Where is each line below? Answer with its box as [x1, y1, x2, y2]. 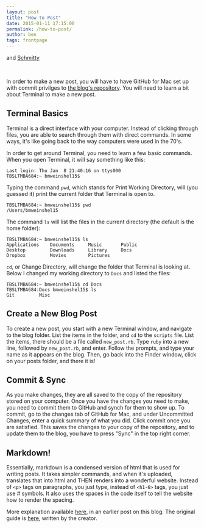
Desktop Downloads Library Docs [6, 247, 132, 253]
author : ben [6, 32, 37, 38]
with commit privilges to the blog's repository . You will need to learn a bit [6, 84, 189, 92]
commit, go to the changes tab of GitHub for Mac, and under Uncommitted [6, 410, 194, 418]
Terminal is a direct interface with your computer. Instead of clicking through [6, 125, 199, 132]
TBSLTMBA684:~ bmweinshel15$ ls [6, 236, 88, 242]
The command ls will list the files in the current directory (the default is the [6, 218, 195, 225]
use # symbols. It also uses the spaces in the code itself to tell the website [6, 490, 193, 497]
